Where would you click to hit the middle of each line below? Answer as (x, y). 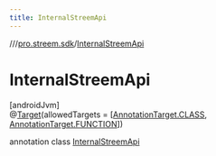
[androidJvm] (35, 105)
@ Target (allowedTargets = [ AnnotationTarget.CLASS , (108, 115)
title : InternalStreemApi (58, 18)
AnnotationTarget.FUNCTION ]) (66, 124)
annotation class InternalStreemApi (75, 142)
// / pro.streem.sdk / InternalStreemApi (77, 43)
